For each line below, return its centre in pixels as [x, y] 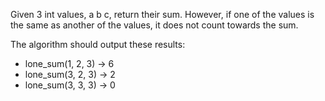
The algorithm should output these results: [98, 44]
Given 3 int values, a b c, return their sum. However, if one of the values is [162, 14]
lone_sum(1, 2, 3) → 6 [69, 63]
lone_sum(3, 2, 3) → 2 [70, 74]
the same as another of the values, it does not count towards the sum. [154, 25]
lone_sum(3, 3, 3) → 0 [70, 85]
